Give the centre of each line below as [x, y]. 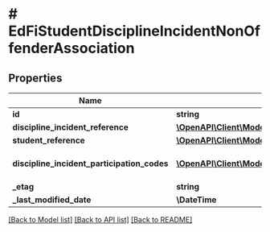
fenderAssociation [72, 48]
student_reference [49, 140]
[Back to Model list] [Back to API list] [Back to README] [100, 220]
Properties [35, 78]
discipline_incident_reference [70, 127]
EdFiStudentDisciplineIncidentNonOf [135, 31]
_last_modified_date [52, 200]
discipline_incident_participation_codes [90, 164]
